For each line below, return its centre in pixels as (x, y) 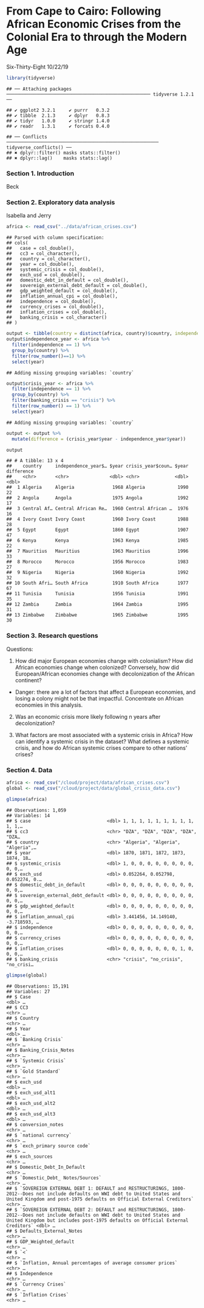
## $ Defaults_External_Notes (45, 1231)
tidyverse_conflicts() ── (39, 147)
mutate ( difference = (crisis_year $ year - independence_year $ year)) (99, 439)
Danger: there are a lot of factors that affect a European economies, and (105, 692)
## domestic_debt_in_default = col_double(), (68, 280)
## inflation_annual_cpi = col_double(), (62, 296)
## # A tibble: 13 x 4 (35, 461)
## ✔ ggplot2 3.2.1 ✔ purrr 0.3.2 (58, 110)
